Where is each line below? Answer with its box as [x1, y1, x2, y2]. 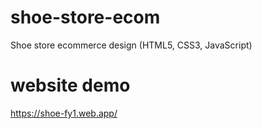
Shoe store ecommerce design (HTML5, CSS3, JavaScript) [10, 39, 253, 51]
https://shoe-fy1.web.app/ [10, 107, 118, 119]
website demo [10, 74, 131, 97]
